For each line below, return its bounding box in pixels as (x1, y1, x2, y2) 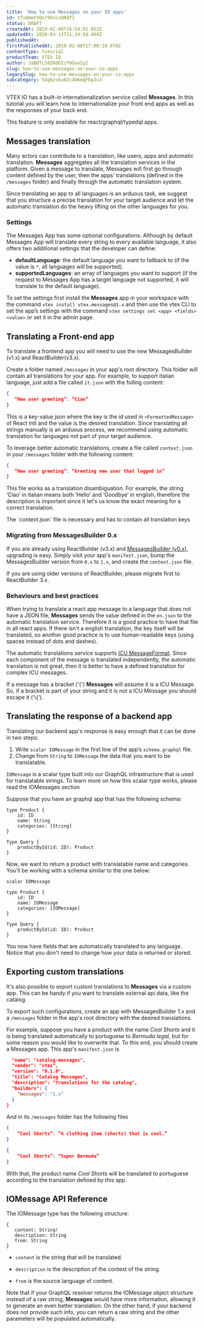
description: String (14, 1232, 67, 1238)
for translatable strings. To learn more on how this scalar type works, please (6, 777, 197, 784)
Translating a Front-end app (6, 331, 114, 342)
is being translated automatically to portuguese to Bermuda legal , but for (6, 1032, 189, 1039)
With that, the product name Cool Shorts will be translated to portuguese (6, 1170, 189, 1177)
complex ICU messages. (6, 668, 68, 676)
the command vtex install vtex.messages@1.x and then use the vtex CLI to (6, 301, 197, 308)
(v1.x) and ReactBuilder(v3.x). (6, 354, 80, 361)
